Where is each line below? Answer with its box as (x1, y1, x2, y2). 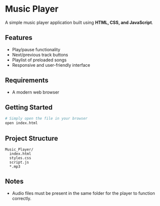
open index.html (5, 121, 38, 126)
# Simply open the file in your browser (5, 116, 88, 121)
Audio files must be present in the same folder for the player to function (12, 190, 155, 196)
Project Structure (5, 134, 58, 142)
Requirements (5, 76, 48, 85)
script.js (9, 160, 29, 165)
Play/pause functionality (12, 46, 61, 52)
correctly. (12, 195, 32, 201)
